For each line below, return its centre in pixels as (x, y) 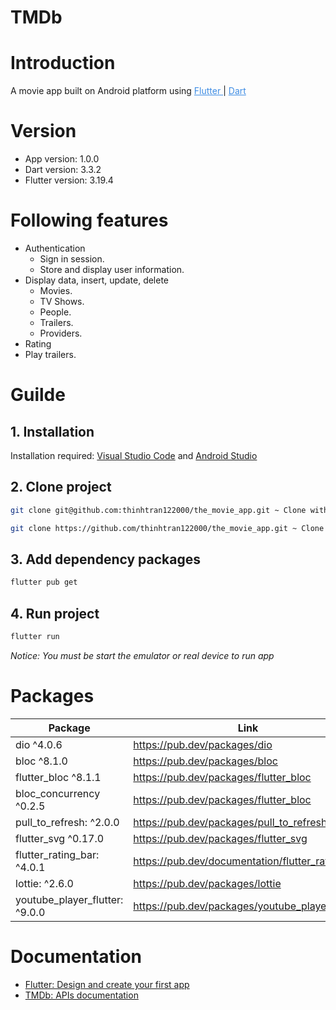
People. (55, 312)
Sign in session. (72, 259)
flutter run (35, 637)
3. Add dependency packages (105, 559)
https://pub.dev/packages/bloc (205, 761)
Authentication (55, 248)
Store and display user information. (112, 269)
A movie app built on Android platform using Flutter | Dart (128, 91)
